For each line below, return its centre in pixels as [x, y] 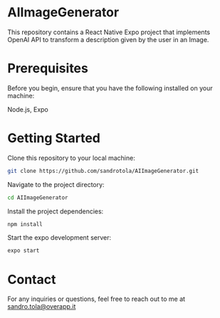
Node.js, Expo [28, 109]
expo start [23, 251]
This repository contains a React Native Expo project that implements [109, 32]
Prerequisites [48, 69]
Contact [32, 279]
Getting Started [54, 138]
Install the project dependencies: [56, 211]
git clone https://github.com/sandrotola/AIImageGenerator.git [103, 171]
